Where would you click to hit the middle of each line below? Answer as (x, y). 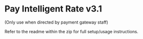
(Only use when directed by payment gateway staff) (56, 22)
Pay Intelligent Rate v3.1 (53, 9)
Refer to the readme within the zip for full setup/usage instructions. (71, 31)
